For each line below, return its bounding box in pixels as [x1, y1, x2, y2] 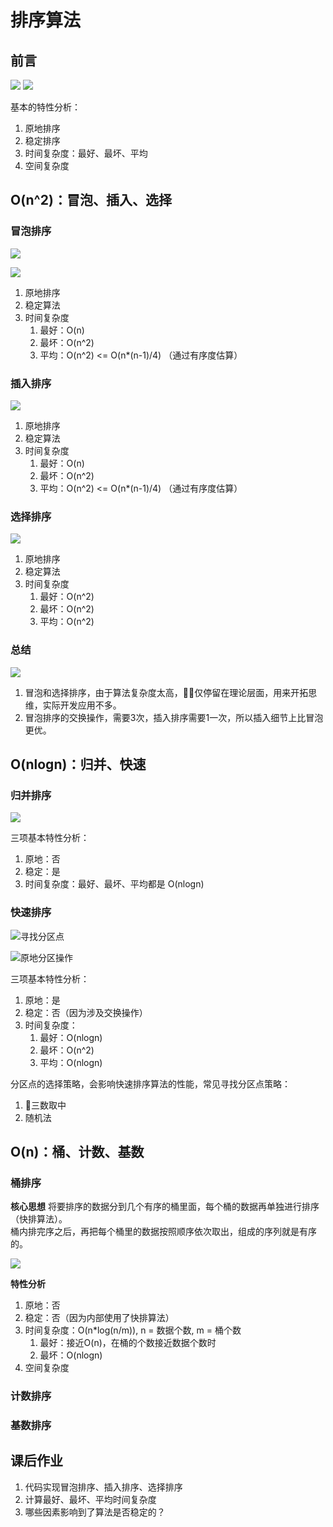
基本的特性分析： [10, 101, 81, 113]
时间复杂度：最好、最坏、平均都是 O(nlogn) [24, 878, 205, 890]
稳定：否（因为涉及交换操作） [24, 1006, 148, 1018]
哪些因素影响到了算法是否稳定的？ [24, 1506, 166, 1518]
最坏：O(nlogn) [39, 1349, 103, 1361]
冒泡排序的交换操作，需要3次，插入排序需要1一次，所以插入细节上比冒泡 [24, 711, 324, 723]
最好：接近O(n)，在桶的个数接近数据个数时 [39, 1337, 217, 1349]
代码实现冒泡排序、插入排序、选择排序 [24, 1481, 183, 1493]
